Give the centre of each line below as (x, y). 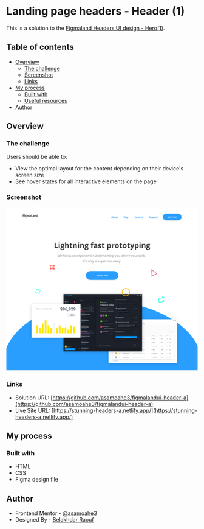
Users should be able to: (37, 157)
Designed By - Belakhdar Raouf (54, 520)
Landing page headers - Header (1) (96, 11)
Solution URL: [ (34, 398)
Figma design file (37, 480)
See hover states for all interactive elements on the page (86, 181)
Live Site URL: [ (34, 410)
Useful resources (46, 100)
